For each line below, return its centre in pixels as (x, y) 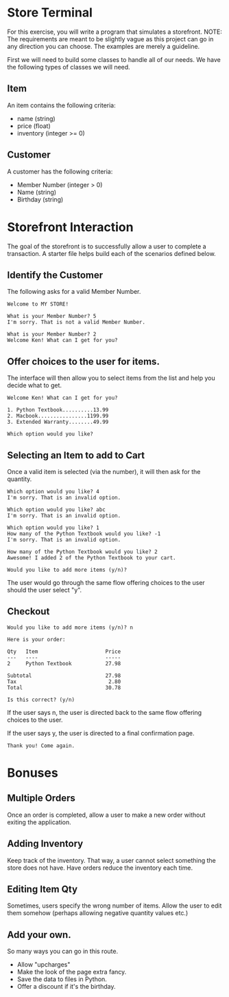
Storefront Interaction (70, 227)
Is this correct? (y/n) (41, 700)
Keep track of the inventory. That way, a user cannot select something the (111, 860)
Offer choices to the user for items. (83, 362)
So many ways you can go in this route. (63, 952)
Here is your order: (37, 639)
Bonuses (33, 773)
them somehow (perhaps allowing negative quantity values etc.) (98, 913)
